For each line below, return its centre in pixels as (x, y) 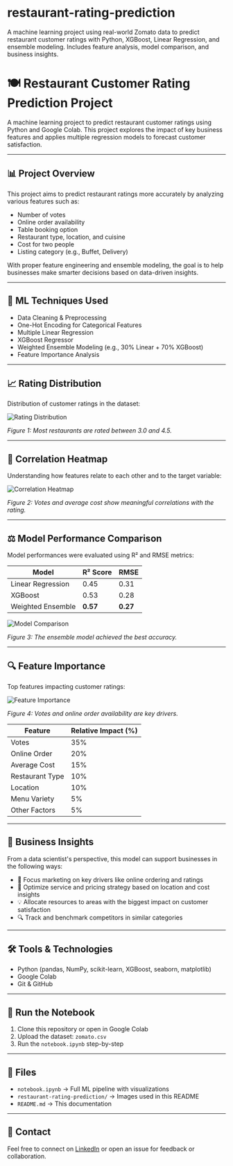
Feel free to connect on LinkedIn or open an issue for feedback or (101, 1149)
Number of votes (41, 215)
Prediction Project (60, 103)
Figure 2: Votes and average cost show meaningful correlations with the (111, 503)
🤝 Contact (29, 1132)
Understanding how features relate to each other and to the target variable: (114, 476)
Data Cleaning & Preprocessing (62, 317)
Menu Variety (33, 799)
